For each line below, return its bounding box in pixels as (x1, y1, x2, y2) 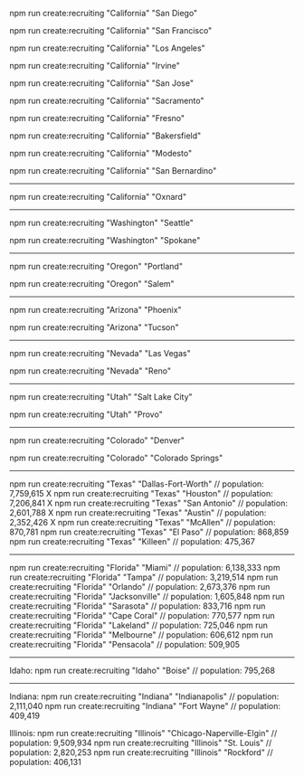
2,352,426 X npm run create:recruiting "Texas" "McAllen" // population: (9, 517, 276, 527)
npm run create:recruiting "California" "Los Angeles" (9, 43, 205, 53)
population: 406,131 (9, 757, 81, 767)
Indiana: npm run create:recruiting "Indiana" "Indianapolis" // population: (9, 691, 280, 702)
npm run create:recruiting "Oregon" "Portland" (9, 261, 184, 271)
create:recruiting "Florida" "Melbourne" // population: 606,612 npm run (9, 629, 273, 640)
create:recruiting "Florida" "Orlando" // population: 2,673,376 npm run (9, 582, 271, 591)
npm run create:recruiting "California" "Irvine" (9, 61, 181, 71)
